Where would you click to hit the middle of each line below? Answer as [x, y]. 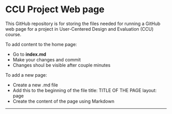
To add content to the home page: [41, 44]
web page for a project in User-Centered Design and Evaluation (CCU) [79, 29]
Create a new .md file [35, 85]
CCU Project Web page [55, 9]
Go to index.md [29, 54]
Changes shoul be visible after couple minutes [62, 65]
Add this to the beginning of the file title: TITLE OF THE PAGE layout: [85, 90]
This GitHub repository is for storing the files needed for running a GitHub [83, 24]
